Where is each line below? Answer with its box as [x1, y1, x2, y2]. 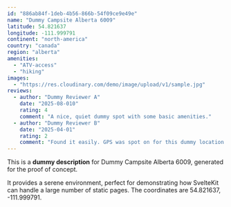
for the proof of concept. [7, 165, 78, 174]
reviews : [7, 87, 33, 94]
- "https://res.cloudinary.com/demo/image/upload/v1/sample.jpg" [13, 81, 206, 88]
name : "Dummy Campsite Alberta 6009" [7, 17, 116, 24]
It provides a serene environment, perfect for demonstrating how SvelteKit [7, 179, 219, 187]
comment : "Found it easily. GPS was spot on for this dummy [19, 139, 196, 146]
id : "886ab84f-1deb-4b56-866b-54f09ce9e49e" [7, 10, 138, 17]
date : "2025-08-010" [19, 100, 79, 107]
